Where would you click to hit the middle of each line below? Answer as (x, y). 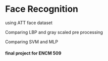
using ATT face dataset (29, 23)
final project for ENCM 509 (33, 53)
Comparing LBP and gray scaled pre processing (54, 32)
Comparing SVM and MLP (32, 42)
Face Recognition (42, 9)
